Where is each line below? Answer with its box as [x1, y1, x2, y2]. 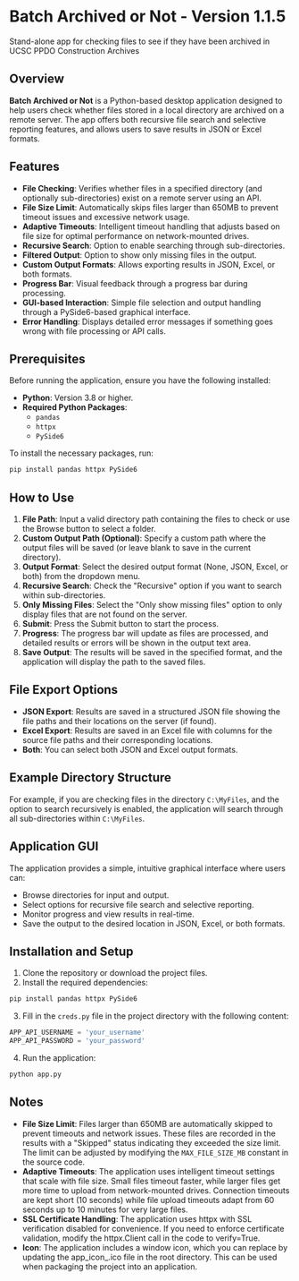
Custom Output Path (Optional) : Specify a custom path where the [21, 533, 266, 543]
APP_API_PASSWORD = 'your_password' [9, 1037, 145, 1046]
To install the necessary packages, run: [9, 448, 154, 458]
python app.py [9, 1070, 62, 1079]
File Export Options [9, 682, 119, 697]
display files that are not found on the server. [21, 609, 187, 619]
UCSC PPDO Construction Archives [9, 45, 140, 56]
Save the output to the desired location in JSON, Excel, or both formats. [21, 918, 286, 928]
